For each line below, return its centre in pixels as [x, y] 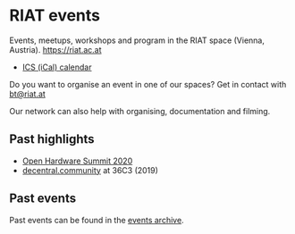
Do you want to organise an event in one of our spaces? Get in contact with [148, 84]
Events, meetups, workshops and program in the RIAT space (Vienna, [137, 40]
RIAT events [55, 16]
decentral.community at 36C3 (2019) [90, 170]
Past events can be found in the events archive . [97, 220]
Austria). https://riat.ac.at [55, 49]
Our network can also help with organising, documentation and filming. [140, 111]
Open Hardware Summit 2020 [77, 161]
